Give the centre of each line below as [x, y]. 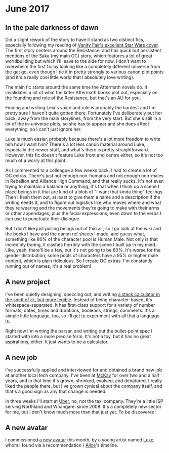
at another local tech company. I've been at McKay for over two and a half [82, 375]
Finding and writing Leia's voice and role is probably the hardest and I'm [80, 108]
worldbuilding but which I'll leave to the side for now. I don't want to [76, 61]
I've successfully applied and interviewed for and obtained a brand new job [84, 369]
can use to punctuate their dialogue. [43, 219]
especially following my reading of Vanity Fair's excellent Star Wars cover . [82, 45]
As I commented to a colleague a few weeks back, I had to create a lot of [81, 170]
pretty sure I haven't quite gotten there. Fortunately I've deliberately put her [84, 113]
